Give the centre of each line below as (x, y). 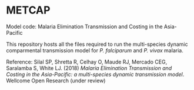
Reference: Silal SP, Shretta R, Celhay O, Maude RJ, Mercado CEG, (87, 62)
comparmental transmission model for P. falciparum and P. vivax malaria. (95, 50)
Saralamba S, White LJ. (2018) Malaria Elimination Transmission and (89, 68)
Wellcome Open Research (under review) (56, 81)
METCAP (28, 10)
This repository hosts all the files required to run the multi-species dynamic (97, 44)
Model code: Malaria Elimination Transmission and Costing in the (84, 26)
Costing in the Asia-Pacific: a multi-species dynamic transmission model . (95, 74)
